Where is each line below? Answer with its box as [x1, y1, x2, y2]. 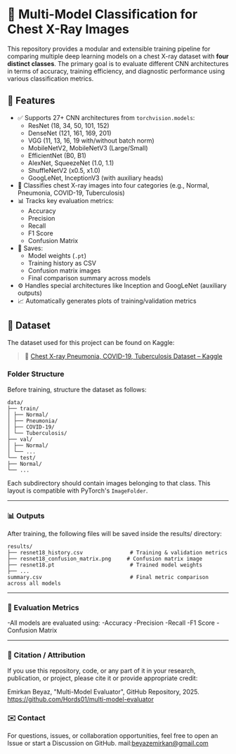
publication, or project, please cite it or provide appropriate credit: [7, 674, 198, 682]
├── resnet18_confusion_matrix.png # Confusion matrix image [7, 555, 202, 563]
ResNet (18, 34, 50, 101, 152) [27, 121, 110, 129]
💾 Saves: [17, 244, 44, 252]
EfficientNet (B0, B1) [27, 151, 86, 160]
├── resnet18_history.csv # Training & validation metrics [7, 550, 228, 557]
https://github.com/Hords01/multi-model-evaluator [7, 695, 155, 703]
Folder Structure [7, 369, 65, 379]
